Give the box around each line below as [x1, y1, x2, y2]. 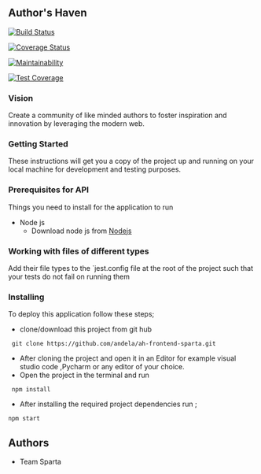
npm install [11, 386, 51, 394]
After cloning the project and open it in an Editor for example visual [19, 354, 237, 363]
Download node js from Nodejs [31, 226, 132, 235]
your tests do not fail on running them [8, 272, 130, 281]
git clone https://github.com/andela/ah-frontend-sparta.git [11, 340, 216, 348]
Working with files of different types [8, 246, 149, 257]
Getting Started [8, 139, 68, 150]
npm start [8, 415, 41, 423]
